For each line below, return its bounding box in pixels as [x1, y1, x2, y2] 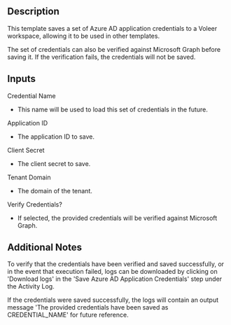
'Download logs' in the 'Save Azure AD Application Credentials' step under [7, 275, 223, 283]
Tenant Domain [7, 173, 51, 181]
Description [7, 6, 59, 18]
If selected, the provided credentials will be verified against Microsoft [17, 214, 218, 222]
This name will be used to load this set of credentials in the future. [17, 105, 208, 113]
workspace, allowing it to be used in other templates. [7, 32, 160, 40]
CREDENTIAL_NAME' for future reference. [7, 311, 129, 319]
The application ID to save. [17, 132, 94, 141]
